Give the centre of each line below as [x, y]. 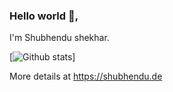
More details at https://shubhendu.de [86, 76]
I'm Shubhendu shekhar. [59, 38]
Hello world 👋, [44, 16]
